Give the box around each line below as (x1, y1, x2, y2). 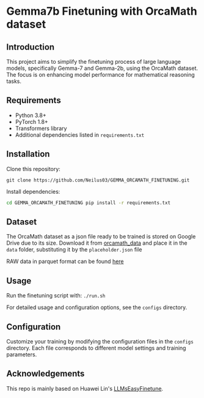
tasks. (6, 78, 22, 85)
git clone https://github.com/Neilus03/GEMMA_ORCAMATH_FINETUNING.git (6, 177, 190, 183)
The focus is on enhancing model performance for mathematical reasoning (6, 71, 195, 78)
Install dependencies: (6, 188, 60, 195)
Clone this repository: (6, 165, 61, 172)
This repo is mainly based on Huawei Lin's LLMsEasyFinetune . (6, 385, 164, 392)
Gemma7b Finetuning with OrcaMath (6, 4, 197, 18)
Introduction (6, 42, 55, 52)
